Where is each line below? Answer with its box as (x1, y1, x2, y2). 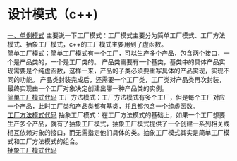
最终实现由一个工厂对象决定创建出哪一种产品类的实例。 (7, 84, 168, 93)
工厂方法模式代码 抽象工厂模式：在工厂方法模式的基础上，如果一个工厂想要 (7, 110, 226, 119)
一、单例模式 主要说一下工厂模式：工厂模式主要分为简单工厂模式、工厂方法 (7, 31, 226, 40)
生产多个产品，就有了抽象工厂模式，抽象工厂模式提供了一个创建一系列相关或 (7, 119, 230, 128)
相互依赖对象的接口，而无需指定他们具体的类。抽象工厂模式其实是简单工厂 (7, 128, 224, 136)
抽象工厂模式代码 (7, 145, 57, 154)
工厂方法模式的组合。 (19, 137, 82, 145)
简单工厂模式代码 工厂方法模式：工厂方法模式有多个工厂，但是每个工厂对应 (7, 93, 226, 101)
